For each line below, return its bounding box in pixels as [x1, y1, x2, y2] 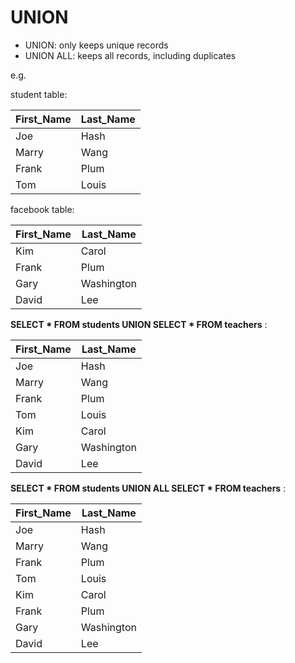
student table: [10, 88, 68, 100]
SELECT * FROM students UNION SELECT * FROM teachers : [10, 318, 268, 330]
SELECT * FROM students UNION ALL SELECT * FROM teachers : [10, 482, 287, 494]
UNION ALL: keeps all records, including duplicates [24, 49, 237, 61]
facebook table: [10, 203, 75, 215]
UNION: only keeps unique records [24, 39, 169, 51]
